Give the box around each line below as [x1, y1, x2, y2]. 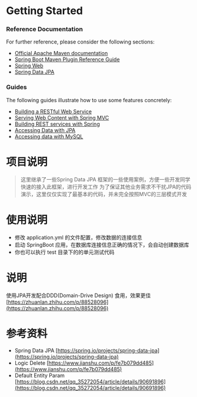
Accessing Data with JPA [14, 126, 76, 133]
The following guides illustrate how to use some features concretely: [6, 96, 172, 103]
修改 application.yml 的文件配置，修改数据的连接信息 [14, 234, 142, 241]
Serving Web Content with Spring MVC [14, 114, 109, 121]
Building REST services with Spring [14, 120, 100, 127]
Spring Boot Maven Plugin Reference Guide [14, 56, 120, 63]
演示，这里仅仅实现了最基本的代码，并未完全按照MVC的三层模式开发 [20, 190, 187, 197]
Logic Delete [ [14, 359, 49, 366]
